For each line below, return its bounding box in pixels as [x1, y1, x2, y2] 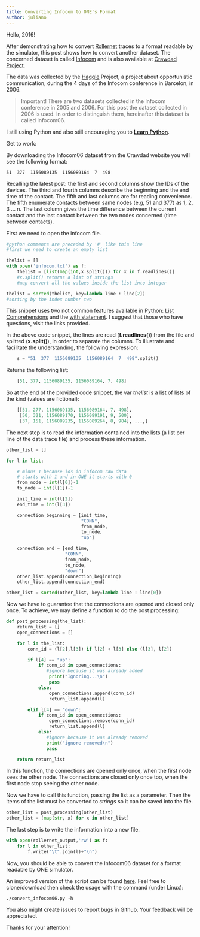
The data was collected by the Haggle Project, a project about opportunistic [6, 73, 193, 80]
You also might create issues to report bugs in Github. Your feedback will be [6, 906, 193, 913]
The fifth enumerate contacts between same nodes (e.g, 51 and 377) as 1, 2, [6, 199, 193, 206]
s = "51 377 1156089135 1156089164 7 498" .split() [17, 356, 159, 362]
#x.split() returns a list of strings [17, 274, 113, 280]
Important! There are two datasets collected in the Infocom [20, 97, 166, 105]
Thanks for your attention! [6, 924, 70, 931]
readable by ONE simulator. [6, 866, 73, 873]
